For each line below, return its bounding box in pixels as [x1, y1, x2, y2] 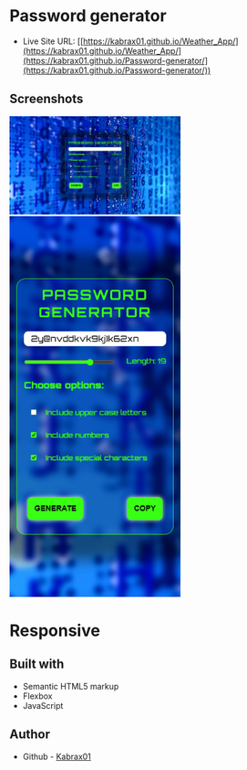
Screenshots [9, 91, 84, 107]
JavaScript [22, 700, 64, 711]
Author [9, 727, 50, 743]
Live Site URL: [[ [22, 36, 84, 47]
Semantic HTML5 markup [22, 680, 119, 691]
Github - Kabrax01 [22, 751, 91, 762]
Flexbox [22, 691, 53, 701]
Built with [9, 657, 65, 672]
